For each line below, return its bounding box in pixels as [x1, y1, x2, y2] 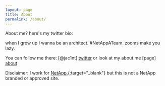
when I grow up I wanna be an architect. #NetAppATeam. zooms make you [5, 40, 160, 46]
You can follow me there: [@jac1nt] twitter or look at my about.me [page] [5, 55, 156, 61]
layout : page [5, 7, 33, 12]
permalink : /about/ [5, 16, 46, 21]
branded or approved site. [5, 75, 60, 81]
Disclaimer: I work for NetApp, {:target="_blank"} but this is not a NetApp [5, 70, 156, 76]
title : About [5, 12, 33, 17]
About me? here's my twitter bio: [5, 30, 73, 36]
